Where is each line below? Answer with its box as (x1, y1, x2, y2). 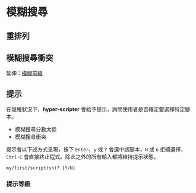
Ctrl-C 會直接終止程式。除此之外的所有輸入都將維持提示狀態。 (6, 153, 159, 160)
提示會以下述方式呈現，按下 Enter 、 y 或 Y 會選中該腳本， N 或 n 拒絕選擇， (6, 146, 186, 153)
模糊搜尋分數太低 (14, 126, 57, 133)
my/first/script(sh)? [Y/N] (6, 165, 76, 171)
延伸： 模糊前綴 (6, 69, 43, 77)
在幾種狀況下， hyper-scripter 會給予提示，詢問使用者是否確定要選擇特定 (6, 106, 185, 113)
